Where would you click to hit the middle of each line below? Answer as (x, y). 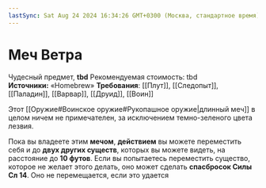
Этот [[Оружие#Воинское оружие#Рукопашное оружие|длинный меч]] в (132, 109)
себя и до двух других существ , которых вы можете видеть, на (117, 150)
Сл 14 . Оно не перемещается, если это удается (88, 175)
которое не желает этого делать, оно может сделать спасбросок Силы (130, 167)
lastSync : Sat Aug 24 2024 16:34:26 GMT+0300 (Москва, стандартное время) (134, 15)
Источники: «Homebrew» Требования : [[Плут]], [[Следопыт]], (114, 85)
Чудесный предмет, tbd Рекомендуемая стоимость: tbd (103, 77)
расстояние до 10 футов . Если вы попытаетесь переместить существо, (129, 158)
